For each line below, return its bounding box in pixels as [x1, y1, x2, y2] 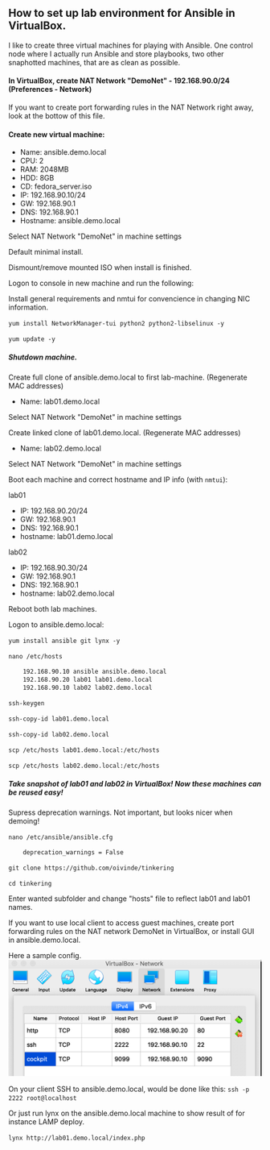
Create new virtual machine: [8, 129, 105, 139]
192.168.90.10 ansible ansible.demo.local [22, 668, 167, 676]
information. [8, 302, 49, 313]
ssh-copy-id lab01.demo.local [8, 715, 110, 724]
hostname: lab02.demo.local [19, 588, 115, 599]
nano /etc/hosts [8, 653, 63, 661]
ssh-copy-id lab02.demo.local [8, 731, 110, 739]
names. [8, 903, 33, 912]
